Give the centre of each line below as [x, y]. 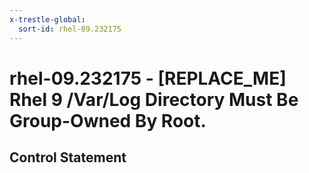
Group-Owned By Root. [108, 120]
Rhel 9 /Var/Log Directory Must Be [154, 99]
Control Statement [68, 157]
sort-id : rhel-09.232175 [70, 29]
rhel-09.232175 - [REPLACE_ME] [148, 78]
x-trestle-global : [47, 19]
